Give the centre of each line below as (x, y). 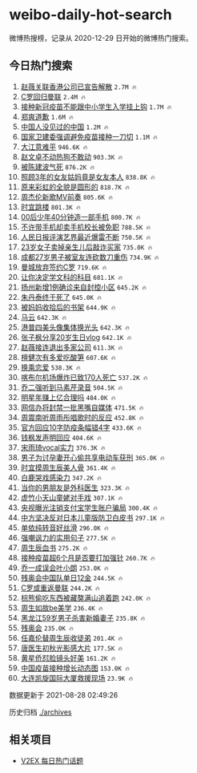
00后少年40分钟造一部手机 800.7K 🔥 (80, 217)
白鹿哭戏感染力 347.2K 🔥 (61, 477)
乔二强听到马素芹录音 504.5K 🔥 (72, 387)
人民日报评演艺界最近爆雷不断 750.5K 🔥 (86, 237)
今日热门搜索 (41, 66)
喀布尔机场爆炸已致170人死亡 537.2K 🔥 (84, 377)
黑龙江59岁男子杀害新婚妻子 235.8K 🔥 (83, 617)
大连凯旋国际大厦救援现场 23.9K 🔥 (77, 678)
